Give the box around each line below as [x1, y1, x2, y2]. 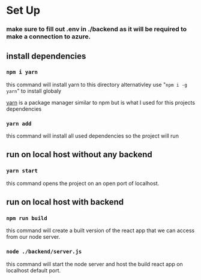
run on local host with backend [6, 197, 124, 207]
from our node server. [6, 233, 61, 241]
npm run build [6, 215, 47, 222]
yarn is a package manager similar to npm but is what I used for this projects [6, 99, 196, 106]
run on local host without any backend [6, 150, 152, 160]
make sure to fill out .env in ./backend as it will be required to [6, 25, 187, 34]
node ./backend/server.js [6, 248, 82, 255]
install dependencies [6, 51, 86, 61]
